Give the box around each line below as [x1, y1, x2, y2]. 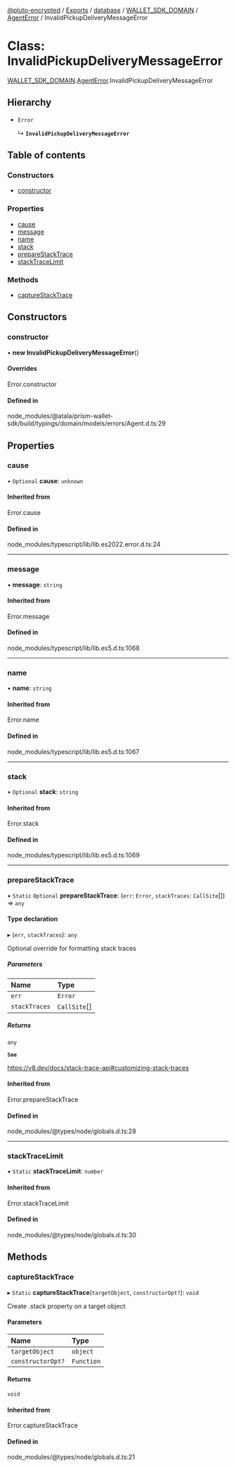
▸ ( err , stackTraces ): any [7, 930, 77, 938]
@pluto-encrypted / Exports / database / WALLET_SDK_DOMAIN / [7, 6, 199, 14]
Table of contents [7, 149, 86, 161]
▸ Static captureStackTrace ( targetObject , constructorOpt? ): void [7, 1288, 199, 1296]
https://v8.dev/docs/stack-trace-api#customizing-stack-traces [7, 1064, 190, 1072]
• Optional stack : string [7, 787, 79, 796]
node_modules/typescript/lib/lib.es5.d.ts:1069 [7, 851, 140, 860]
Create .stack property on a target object [7, 1301, 126, 1310]
